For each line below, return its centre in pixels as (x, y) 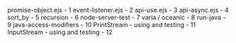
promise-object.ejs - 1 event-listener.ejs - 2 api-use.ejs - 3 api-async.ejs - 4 (118, 10)
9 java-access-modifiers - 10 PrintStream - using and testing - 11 (102, 25)
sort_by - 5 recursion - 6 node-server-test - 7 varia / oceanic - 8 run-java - (117, 17)
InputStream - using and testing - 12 (60, 32)
